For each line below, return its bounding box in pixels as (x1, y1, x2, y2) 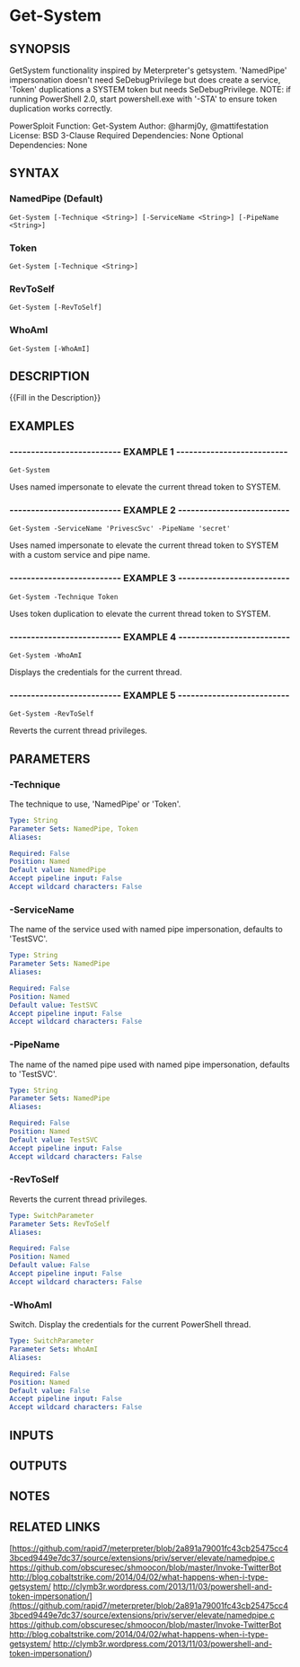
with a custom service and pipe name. (9, 550, 151, 560)
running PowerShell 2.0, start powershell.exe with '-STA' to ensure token (9, 93, 278, 104)
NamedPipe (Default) (9, 192, 103, 205)
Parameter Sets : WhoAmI (9, 1345, 99, 1354)
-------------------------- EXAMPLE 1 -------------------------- (9, 445, 288, 458)
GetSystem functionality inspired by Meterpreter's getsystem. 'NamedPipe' (9, 65, 287, 75)
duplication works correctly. (9, 103, 113, 113)
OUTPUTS (9, 1458, 67, 1473)
